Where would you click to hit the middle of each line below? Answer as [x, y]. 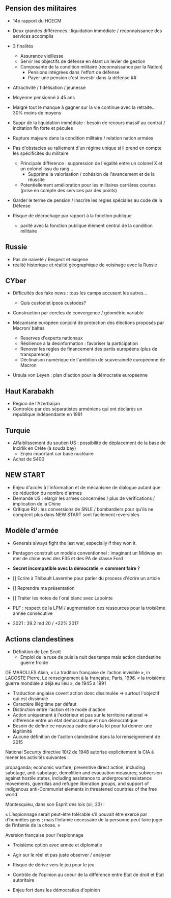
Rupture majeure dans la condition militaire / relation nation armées [83, 138]
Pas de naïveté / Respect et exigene [50, 259]
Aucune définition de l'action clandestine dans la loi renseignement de [86, 736]
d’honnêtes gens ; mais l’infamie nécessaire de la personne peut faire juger [84, 819]
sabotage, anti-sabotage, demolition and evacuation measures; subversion [84, 773]
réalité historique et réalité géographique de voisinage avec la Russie [85, 265]
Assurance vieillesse [42, 56]
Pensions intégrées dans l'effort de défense [74, 72]
